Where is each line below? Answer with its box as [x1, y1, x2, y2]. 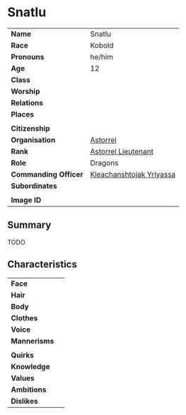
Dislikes [11, 396, 38, 406]
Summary [7, 219, 52, 231]
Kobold [90, 40, 114, 50]
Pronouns [11, 52, 45, 62]
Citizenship [11, 123, 51, 133]
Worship [11, 86, 40, 96]
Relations [11, 98, 44, 107]
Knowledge [11, 361, 51, 371]
